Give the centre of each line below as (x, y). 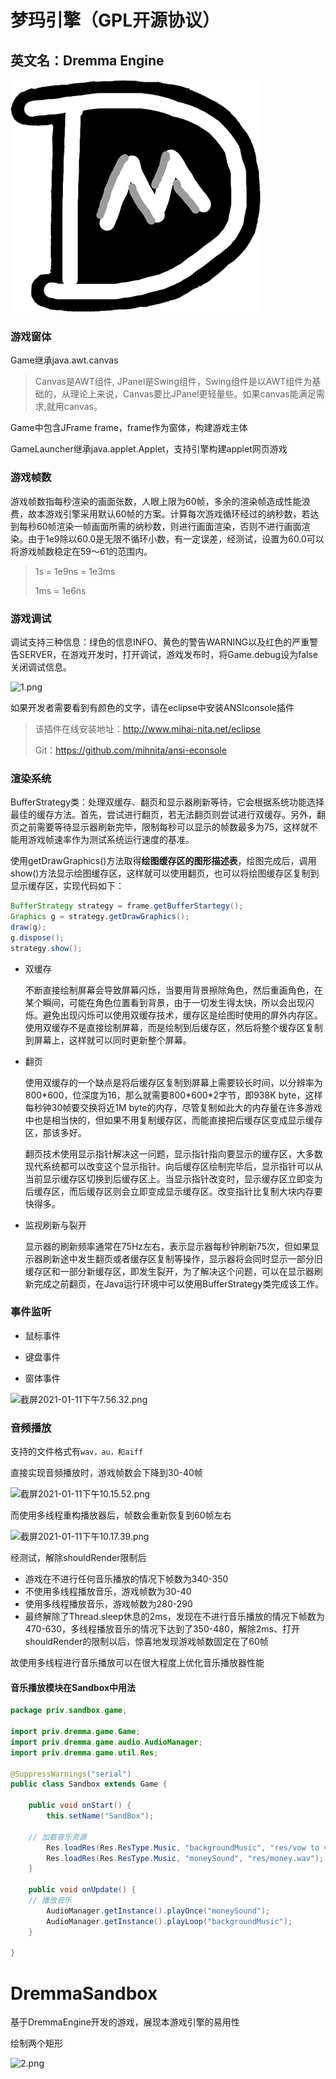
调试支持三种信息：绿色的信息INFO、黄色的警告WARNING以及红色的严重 (160, 642)
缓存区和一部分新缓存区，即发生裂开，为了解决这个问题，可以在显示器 (169, 1271)
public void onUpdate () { (82, 1890)
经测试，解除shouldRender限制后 (78, 1558)
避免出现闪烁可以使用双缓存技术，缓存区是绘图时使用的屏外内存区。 (182, 1015)
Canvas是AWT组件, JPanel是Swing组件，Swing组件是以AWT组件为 (173, 382)
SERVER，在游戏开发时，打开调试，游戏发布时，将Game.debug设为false (168, 654)
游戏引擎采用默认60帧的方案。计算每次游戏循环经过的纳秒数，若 (177, 513)
